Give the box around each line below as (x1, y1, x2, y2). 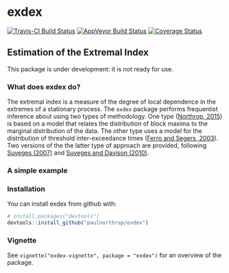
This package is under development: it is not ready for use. (7, 64, 173, 73)
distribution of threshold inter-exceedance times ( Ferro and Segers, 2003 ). (7, 134, 219, 143)
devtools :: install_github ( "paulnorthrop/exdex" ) (7, 219, 149, 226)
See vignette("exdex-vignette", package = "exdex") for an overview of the (7, 251, 222, 259)
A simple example (7, 165, 68, 175)
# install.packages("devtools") (7, 213, 99, 220)
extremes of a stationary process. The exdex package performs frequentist (7, 105, 218, 113)
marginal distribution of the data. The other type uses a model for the (7, 127, 202, 135)
